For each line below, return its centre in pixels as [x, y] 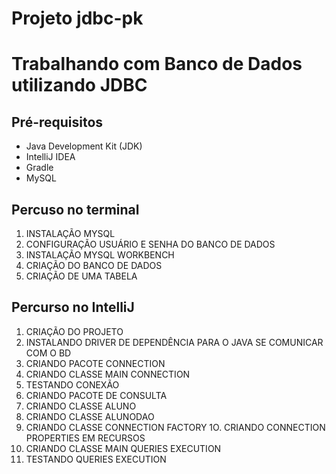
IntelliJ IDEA [50, 157]
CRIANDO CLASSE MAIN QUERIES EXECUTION [123, 448]
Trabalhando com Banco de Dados [157, 64]
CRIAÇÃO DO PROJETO [74, 331]
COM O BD [48, 353]
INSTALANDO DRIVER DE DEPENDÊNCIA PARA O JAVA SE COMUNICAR [174, 342]
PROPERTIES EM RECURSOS [85, 438]
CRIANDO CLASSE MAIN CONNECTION [108, 374]
